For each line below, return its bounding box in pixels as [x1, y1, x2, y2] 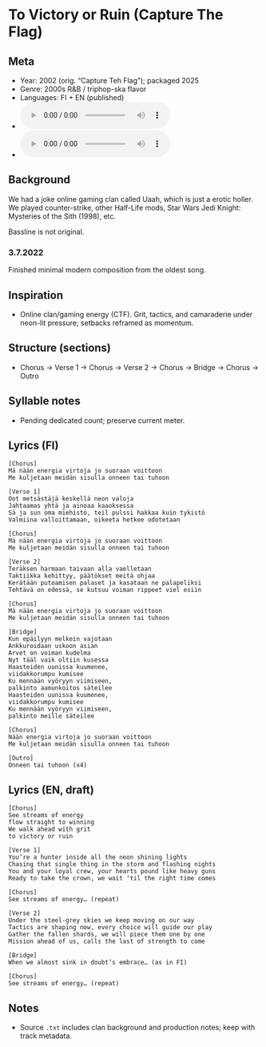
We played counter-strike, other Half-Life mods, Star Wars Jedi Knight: [8, 203, 241, 212]
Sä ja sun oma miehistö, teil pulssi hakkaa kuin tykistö [8, 509, 205, 517]
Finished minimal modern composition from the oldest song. [8, 265, 206, 275]
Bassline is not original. [8, 227, 85, 236]
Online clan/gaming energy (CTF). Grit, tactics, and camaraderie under [19, 309, 253, 319]
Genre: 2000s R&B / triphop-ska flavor [19, 84, 147, 94]
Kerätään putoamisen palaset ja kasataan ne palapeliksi [8, 579, 202, 587]
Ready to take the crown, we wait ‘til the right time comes [8, 875, 216, 883]
